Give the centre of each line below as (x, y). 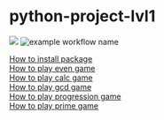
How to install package (51, 58)
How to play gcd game (51, 86)
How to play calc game (51, 78)
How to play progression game (65, 96)
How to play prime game (54, 105)
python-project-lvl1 (82, 16)
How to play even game (52, 68)
